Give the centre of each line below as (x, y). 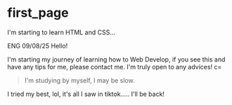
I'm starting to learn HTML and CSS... (62, 32)
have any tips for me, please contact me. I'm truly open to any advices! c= (115, 66)
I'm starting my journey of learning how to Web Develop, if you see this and (116, 59)
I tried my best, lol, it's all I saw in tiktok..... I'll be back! (86, 94)
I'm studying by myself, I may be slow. (79, 80)
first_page (38, 13)
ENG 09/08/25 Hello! (38, 45)
